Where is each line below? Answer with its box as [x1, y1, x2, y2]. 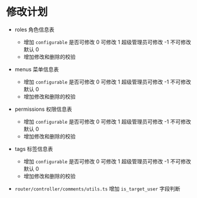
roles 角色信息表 [14, 26, 55, 33]
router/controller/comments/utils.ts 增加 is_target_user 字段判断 [14, 185, 180, 192]
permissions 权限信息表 [14, 105, 72, 113]
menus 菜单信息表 [14, 65, 59, 72]
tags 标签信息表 [14, 145, 53, 152]
